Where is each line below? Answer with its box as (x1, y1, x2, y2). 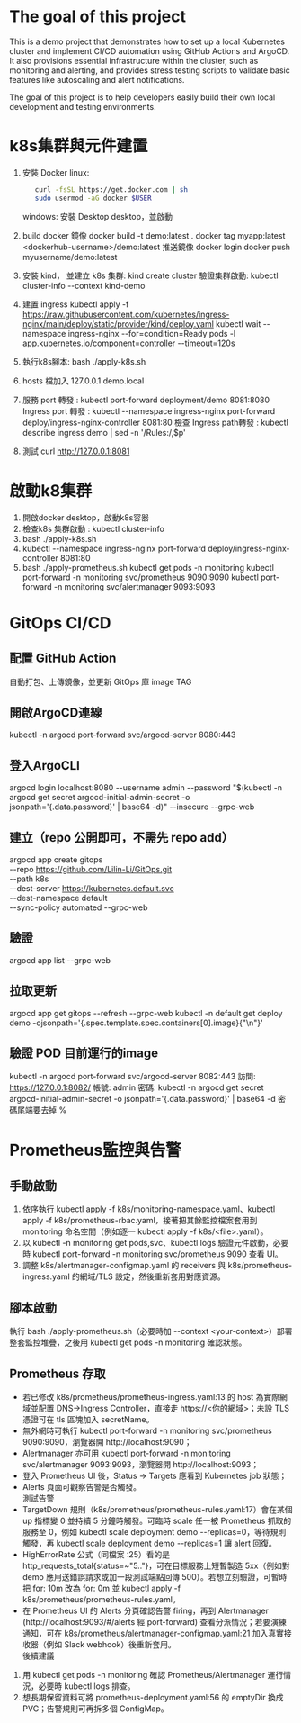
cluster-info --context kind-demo (22, 280, 146, 291)
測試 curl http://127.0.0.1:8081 (22, 446, 130, 456)
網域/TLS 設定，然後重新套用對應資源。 (79, 1271, 226, 1282)
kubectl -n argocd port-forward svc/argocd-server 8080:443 (9, 729, 236, 740)
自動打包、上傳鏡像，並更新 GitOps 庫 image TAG (9, 676, 192, 687)
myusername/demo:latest (22, 251, 118, 262)
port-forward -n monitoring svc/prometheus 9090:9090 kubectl (22, 572, 259, 582)
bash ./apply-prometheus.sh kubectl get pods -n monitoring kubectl (22, 562, 274, 573)
